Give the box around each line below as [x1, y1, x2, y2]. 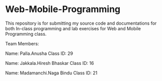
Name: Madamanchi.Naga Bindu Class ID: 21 [5, 69, 98, 76]
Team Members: [5, 40, 39, 46]
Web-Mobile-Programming [5, 4, 121, 15]
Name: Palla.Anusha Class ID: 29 [5, 50, 73, 56]
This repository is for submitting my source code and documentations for [5, 20, 157, 26]
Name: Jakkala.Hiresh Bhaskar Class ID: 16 [5, 60, 94, 66]
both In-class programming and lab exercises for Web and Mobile [5, 25, 141, 31]
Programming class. [5, 31, 47, 37]
